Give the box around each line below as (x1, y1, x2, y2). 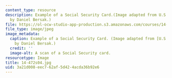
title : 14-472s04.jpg (5, 60, 52, 65)
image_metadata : (5, 31, 40, 36)
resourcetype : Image (5, 55, 50, 61)
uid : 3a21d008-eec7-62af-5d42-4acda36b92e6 (5, 65, 100, 70)
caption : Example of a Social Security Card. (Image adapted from (10, 36, 155, 42)
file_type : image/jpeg (5, 27, 54, 32)
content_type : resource (5, 7, 56, 13)
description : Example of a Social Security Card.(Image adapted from (5, 12, 157, 17)
